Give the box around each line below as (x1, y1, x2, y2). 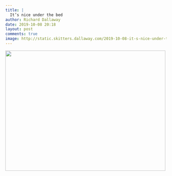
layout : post (5, 27, 33, 32)
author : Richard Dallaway (5, 17, 60, 22)
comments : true (5, 31, 38, 36)
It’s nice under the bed (10, 12, 63, 17)
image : (5, 36, 19, 42)
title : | (5, 7, 24, 13)
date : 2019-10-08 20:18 (5, 22, 56, 27)
